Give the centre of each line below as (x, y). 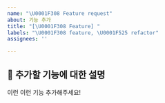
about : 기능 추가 (29, 20)
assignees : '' (28, 39)
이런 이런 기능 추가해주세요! (44, 92)
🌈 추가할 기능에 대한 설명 (56, 75)
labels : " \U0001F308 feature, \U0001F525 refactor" (83, 33)
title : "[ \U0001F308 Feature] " (54, 26)
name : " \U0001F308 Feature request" (60, 13)
